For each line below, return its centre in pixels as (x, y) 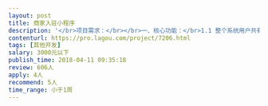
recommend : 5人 (33, 82)
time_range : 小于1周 (41, 90)
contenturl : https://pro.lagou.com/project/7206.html (100, 38)
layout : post (30, 16)
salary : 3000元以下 (39, 53)
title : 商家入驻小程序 (42, 23)
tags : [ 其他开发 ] (35, 45)
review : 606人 (31, 68)
